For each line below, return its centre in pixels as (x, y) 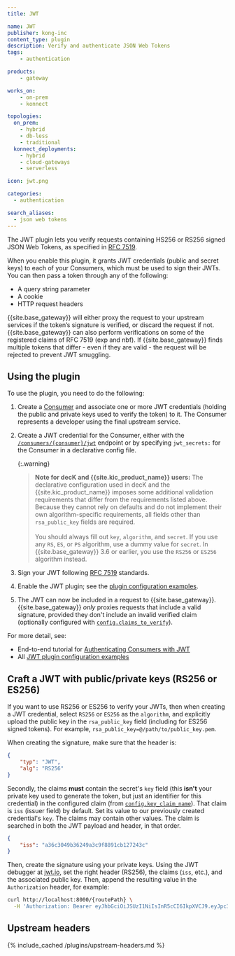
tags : (15, 53)
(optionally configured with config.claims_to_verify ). (95, 622)
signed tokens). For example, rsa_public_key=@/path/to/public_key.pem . (112, 729)
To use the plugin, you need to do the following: (76, 394)
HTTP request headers (50, 304)
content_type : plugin (39, 39)
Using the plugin (44, 376)
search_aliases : (31, 213)
